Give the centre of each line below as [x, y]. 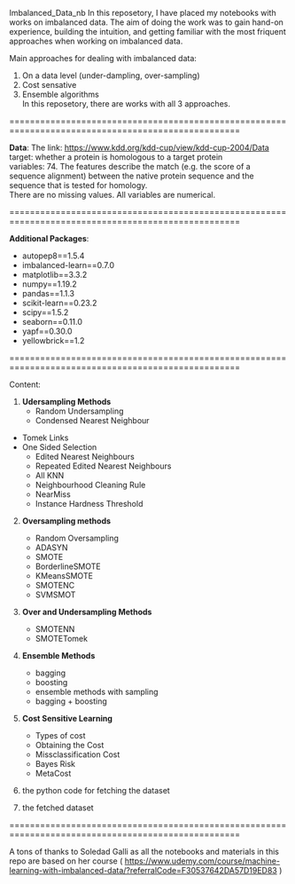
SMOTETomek [62, 639]
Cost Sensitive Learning [67, 718]
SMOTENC [55, 585]
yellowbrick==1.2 [53, 340]
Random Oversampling [77, 538]
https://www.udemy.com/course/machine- [202, 861]
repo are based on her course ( [66, 861]
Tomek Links [45, 438]
